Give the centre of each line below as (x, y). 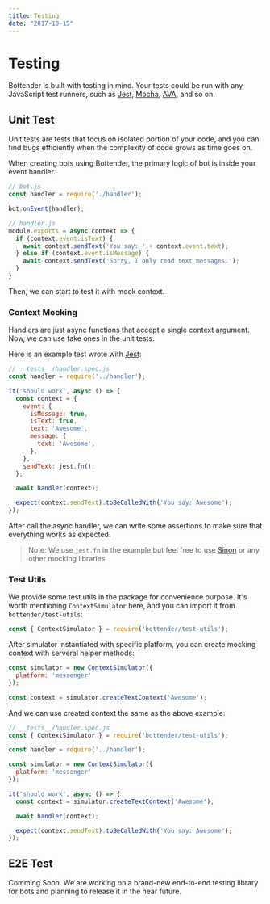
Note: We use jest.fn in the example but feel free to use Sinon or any (144, 550)
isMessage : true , (59, 414)
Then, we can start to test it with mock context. (87, 291)
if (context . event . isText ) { (64, 238)
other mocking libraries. (67, 559)
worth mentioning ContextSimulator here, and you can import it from (122, 606)
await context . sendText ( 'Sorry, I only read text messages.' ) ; (131, 261)
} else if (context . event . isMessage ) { (83, 254)
